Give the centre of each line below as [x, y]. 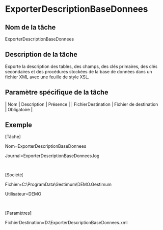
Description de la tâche [41, 54]
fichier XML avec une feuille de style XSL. [47, 77]
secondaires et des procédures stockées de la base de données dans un [79, 71]
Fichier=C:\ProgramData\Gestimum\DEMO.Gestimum [58, 184]
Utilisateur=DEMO [23, 194]
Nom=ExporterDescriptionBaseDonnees [46, 146]
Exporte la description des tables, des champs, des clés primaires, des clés [81, 66]
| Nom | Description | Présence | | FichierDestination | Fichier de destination [81, 104]
